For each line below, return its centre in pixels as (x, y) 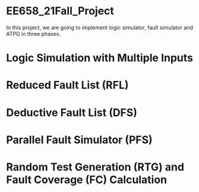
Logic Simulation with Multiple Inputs (100, 58)
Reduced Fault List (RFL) (67, 85)
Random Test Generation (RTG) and (95, 167)
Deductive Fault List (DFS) (72, 112)
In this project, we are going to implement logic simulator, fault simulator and (99, 27)
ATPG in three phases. (34, 33)
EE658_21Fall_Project (60, 11)
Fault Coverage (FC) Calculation (87, 179)
